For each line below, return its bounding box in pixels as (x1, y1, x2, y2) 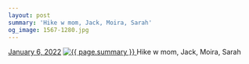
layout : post (8, 11, 51, 20)
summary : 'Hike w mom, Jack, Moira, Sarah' (8, 19, 153, 27)
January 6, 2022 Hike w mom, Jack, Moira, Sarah (8, 48, 241, 57)
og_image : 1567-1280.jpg (8, 26, 89, 34)
